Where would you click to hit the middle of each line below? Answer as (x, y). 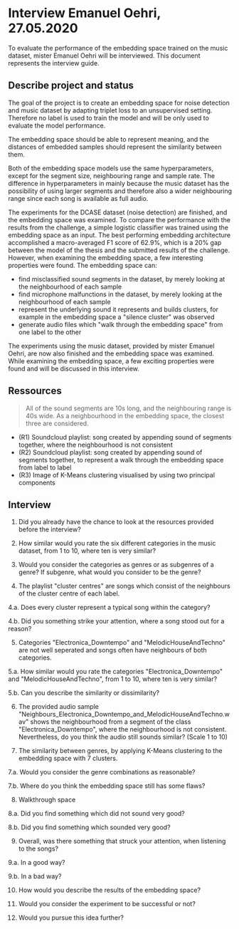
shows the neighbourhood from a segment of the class (111, 722)
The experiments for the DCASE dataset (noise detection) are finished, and (118, 212)
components (37, 482)
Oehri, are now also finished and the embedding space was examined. (111, 353)
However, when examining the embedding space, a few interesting (106, 257)
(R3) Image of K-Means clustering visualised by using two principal (117, 474)
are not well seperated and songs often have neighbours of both (112, 650)
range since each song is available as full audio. (78, 198)
